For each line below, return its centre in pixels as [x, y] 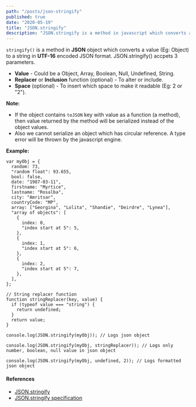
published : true [26, 17]
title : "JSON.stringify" [36, 28]
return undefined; [39, 310]
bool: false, [27, 177]
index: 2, [33, 264]
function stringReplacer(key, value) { [55, 300]
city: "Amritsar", [34, 197]
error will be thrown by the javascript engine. [68, 140]
